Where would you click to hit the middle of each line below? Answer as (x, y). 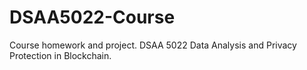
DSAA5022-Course (92, 17)
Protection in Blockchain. (60, 55)
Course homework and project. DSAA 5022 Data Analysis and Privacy (153, 45)
